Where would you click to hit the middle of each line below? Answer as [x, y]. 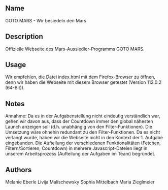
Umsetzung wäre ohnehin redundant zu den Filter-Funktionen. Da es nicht [83, 132]
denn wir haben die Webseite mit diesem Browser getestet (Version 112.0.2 [83, 82]
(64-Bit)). [15, 88]
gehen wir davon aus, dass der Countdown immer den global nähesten [79, 121]
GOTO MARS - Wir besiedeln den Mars [46, 20]
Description [24, 37]
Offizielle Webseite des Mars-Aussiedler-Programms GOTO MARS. [75, 49]
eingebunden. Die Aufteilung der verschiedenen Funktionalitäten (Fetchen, [83, 143]
